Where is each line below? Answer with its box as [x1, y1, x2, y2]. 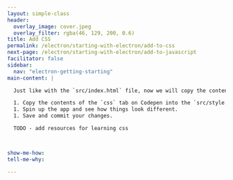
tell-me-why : [7, 156, 45, 163]
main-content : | [7, 74, 54, 82]
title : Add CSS [7, 36, 51, 43]
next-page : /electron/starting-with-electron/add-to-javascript [7, 49, 197, 56]
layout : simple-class [7, 10, 70, 17]
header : [7, 17, 30, 24]
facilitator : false [7, 55, 64, 62]
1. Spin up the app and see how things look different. [13, 106, 178, 113]
